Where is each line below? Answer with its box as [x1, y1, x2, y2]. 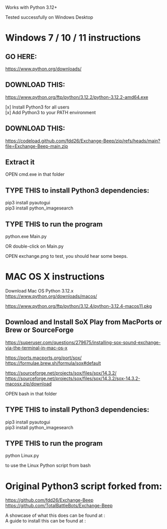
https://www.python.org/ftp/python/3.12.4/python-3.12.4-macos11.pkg [5, 303, 152, 309]
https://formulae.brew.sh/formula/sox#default [5, 360, 101, 366]
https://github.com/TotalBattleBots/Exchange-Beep [5, 502, 113, 509]
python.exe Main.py [5, 233, 47, 240]
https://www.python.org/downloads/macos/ [5, 293, 98, 299]
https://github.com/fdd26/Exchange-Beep [5, 497, 94, 504]
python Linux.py [5, 453, 39, 459]
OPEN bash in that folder [5, 390, 58, 396]
